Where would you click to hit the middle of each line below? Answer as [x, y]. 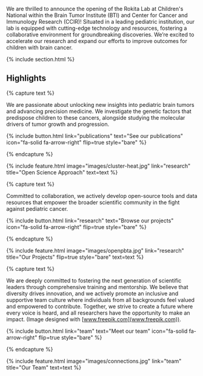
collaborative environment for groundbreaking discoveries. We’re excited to [100, 35]
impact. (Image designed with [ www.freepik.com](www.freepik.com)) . [94, 319]
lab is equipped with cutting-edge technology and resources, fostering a [97, 28]
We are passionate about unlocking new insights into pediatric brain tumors [101, 104]
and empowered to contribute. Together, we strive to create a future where [100, 306]
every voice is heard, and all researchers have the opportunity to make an [98, 313]
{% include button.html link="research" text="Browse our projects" [90, 220]
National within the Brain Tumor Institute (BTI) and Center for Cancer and [97, 15]
